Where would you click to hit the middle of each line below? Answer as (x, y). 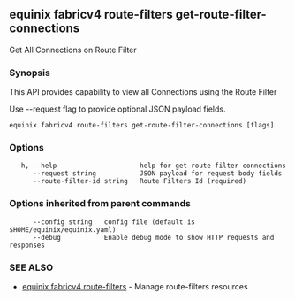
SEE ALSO (31, 267)
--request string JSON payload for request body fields (157, 174)
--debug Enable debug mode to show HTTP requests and (153, 237)
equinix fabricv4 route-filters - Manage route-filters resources (135, 286)
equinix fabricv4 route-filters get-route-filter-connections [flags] (142, 126)
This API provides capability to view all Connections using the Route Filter (143, 92)
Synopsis (30, 73)
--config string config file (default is (114, 222)
